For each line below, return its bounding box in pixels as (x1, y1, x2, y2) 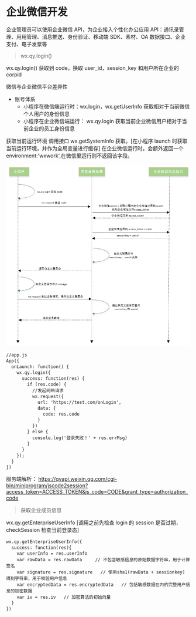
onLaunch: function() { (11, 364, 69, 370)
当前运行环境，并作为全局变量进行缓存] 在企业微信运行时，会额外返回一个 (6, 144, 184, 151)
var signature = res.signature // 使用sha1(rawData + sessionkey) (16, 569, 185, 575)
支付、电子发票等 (6, 41, 47, 48)
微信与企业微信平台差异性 (6, 83, 68, 90)
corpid (6, 71, 22, 78)
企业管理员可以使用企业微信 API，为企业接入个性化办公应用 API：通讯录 (6, 26, 180, 33)
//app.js (6, 352, 27, 358)
